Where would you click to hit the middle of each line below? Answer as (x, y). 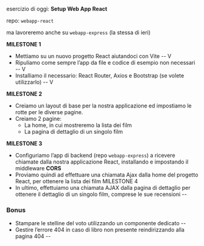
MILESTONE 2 (24, 94)
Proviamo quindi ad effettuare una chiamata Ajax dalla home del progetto (107, 175)
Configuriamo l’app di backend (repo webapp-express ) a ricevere (95, 155)
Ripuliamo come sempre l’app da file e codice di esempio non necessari (105, 63)
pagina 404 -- (33, 236)
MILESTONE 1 (24, 44)
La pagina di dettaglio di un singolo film (73, 132)
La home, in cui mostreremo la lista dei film (78, 125)
